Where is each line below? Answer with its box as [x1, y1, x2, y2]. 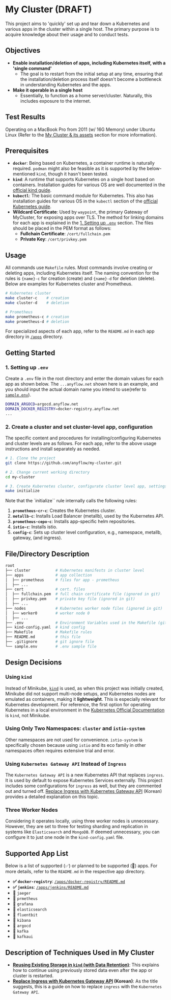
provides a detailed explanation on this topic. [5, 794, 99, 800]
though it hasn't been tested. [48, 171, 108, 177]
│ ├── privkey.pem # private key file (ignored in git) [5, 596, 136, 602]
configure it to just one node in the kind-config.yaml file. [5, 834, 124, 840]
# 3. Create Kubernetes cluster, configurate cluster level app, [5, 483, 147, 489]
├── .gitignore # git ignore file [5, 639, 95, 645]
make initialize [5, 488, 40, 494]
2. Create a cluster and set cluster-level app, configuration [5, 423, 153, 430]
